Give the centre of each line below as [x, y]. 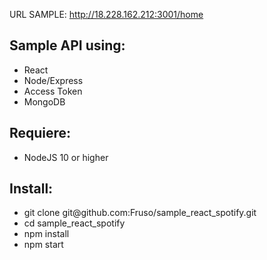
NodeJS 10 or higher [66, 157]
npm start [43, 245]
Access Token [53, 91]
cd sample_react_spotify [74, 223]
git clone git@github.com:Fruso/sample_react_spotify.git [140, 213]
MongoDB [44, 101]
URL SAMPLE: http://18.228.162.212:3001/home [106, 14]
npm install [46, 234]
